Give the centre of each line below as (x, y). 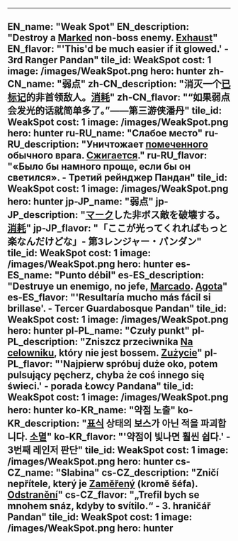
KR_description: (44, 423)
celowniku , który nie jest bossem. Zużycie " (105, 353)
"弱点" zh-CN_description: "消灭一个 (139, 84)
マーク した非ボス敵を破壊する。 (155, 215)
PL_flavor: (30, 364)
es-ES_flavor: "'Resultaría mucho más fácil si (109, 298)
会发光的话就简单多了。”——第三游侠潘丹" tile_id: (115, 111)
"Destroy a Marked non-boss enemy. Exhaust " (113, 38)
